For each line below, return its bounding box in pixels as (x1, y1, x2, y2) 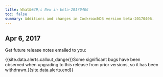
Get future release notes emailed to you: (5, 47, 87, 53)
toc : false (5, 12, 27, 17)
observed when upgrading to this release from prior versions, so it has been (5, 62, 159, 68)
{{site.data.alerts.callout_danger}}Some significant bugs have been (5, 57, 140, 62)
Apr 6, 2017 (5, 34, 41, 42)
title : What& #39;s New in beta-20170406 (5, 7, 89, 12)
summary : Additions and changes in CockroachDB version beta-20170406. (5, 16, 154, 21)
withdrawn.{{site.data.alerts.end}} (5, 67, 74, 73)
